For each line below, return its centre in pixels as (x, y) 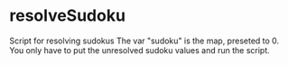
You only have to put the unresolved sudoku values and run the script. (140, 50)
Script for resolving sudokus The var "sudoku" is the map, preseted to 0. (144, 41)
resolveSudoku (68, 16)
